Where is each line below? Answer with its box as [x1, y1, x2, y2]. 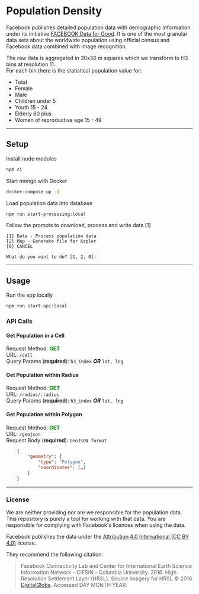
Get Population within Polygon [6, 410, 83, 417]
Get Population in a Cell [6, 332, 65, 339]
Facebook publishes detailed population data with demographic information [6, 24, 191, 31]
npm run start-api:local [6, 303, 68, 309]
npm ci [6, 166, 23, 172]
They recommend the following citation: [6, 551, 104, 558]
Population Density [6, 4, 102, 18]
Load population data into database [6, 199, 93, 206]
